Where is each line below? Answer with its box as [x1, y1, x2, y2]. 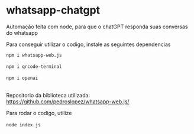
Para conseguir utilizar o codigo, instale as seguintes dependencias [6, 41, 171, 48]
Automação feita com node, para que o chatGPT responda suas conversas [6, 23, 188, 30]
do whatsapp [6, 29, 38, 36]
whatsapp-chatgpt [6, 4, 101, 17]
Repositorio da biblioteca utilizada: [6, 91, 90, 99]
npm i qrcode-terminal [6, 63, 62, 70]
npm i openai [6, 75, 38, 81]
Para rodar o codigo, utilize [6, 109, 72, 116]
